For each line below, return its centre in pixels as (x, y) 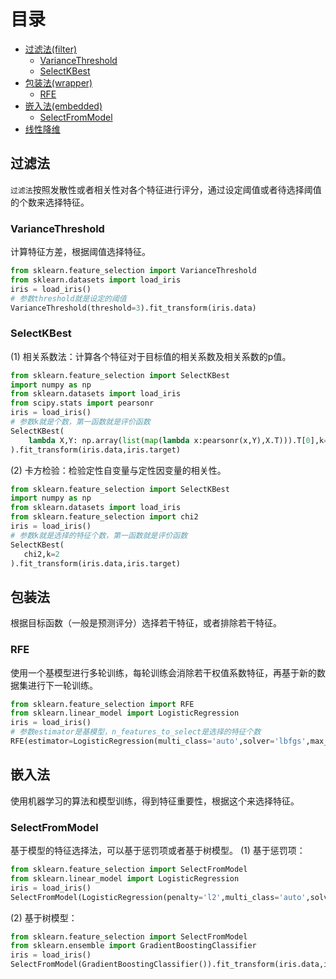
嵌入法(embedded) (63, 106)
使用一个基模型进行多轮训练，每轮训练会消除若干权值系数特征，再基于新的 (163, 672)
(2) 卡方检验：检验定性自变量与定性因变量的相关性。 (118, 470)
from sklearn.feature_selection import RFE (102, 704)
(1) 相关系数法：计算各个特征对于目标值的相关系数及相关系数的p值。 (151, 356)
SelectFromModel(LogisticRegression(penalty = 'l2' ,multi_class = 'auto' (158, 897)
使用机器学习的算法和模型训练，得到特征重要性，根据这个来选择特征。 (155, 801)
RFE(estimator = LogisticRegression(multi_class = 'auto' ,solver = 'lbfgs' (158, 741)
